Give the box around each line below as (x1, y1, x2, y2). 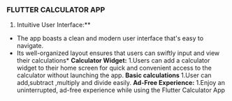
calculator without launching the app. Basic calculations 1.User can (16, 71, 212, 79)
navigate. (16, 42, 44, 50)
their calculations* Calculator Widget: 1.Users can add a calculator (16, 56, 210, 65)
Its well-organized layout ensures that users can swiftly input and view (16, 49, 220, 57)
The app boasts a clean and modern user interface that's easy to (16, 34, 204, 42)
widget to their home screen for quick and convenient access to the (16, 64, 212, 72)
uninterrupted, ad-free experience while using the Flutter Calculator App (16, 86, 225, 95)
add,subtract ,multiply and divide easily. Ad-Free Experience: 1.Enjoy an (16, 79, 225, 87)
